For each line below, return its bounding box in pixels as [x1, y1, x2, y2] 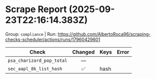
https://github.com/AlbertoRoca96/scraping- [58, 31, 151, 37]
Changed [72, 48, 95, 55]
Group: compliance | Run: [5, 31, 57, 37]
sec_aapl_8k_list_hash [8, 66, 62, 71]
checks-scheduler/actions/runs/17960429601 [5, 36, 100, 43]
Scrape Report [5, 4, 67, 15]
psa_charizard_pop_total [8, 57, 68, 63]
